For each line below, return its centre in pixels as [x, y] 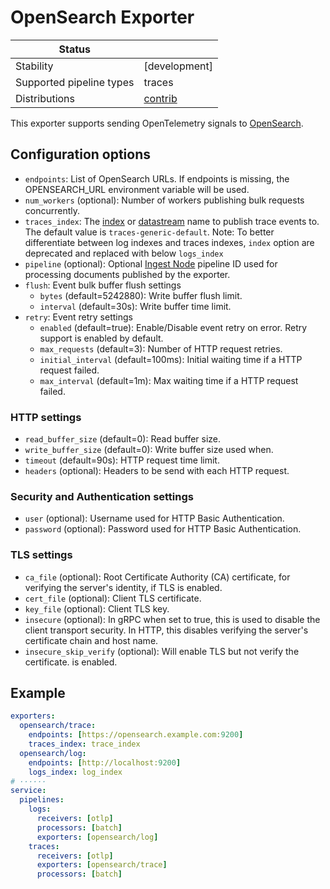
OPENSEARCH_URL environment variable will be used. [137, 189]
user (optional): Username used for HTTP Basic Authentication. [154, 518]
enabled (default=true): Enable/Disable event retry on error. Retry [173, 327]
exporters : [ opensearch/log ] [97, 837]
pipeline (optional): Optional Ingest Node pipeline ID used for [151, 263]
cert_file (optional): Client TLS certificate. [113, 598]
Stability [34, 66]
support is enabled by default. [101, 338]
